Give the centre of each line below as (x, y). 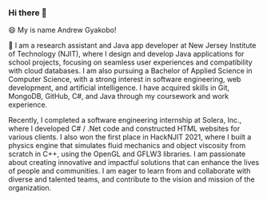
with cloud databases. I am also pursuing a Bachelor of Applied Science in (130, 71)
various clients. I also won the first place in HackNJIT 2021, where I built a (130, 137)
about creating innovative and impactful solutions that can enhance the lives (134, 163)
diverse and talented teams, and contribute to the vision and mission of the (132, 179)
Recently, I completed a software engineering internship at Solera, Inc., (125, 120)
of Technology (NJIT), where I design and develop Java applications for (126, 54)
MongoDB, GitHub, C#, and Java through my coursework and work (119, 96)
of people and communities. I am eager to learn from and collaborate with (130, 171)
